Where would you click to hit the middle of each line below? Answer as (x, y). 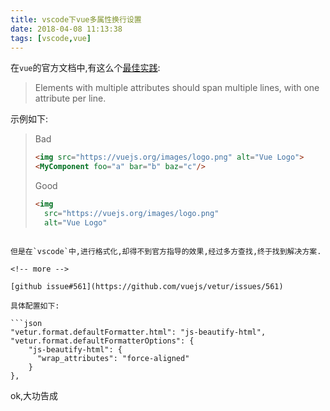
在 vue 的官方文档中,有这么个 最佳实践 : (85, 68)
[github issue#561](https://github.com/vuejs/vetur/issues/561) (147, 286)
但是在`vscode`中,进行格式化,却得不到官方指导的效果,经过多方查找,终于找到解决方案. (166, 251)
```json (26, 323)
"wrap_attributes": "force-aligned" (113, 358)
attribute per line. (70, 98)
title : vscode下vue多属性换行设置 (76, 19)
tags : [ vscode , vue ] (51, 38)
